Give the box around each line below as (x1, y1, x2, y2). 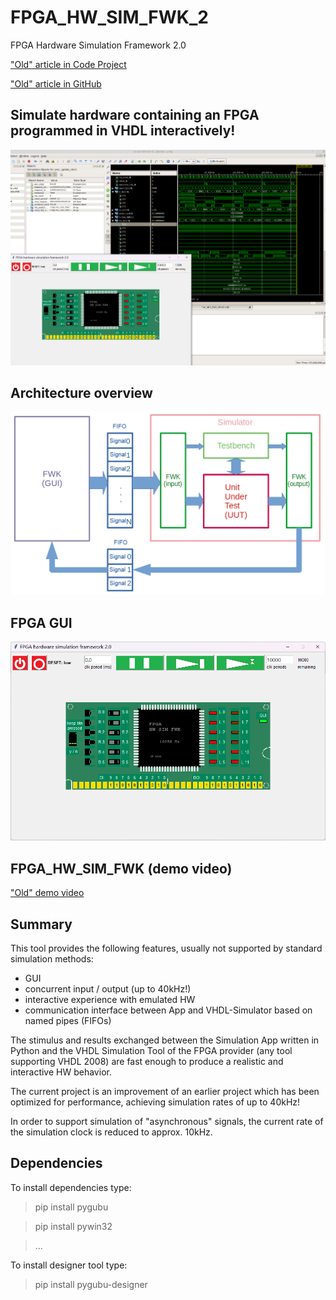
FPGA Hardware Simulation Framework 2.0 (10, 39, 187, 51)
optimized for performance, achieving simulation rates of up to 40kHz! (10, 1096, 301, 1108)
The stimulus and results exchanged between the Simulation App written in (10, 1034, 320, 1046)
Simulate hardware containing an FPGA (10, 107, 260, 124)
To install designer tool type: (10, 1259, 128, 1271)
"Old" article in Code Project (10, 58, 127, 70)
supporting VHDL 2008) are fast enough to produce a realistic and (10, 1056, 284, 1068)
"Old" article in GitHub (10, 77, 102, 90)
